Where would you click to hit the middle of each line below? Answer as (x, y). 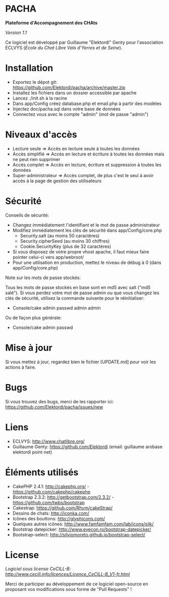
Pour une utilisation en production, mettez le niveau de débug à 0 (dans (87, 262)
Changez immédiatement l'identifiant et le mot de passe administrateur (86, 225)
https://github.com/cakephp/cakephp (51, 492)
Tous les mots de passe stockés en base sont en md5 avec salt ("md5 (78, 287)
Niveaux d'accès (41, 135)
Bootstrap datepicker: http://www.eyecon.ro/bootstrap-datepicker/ (82, 529)
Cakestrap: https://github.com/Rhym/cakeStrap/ (63, 508)
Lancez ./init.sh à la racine (40, 98)
